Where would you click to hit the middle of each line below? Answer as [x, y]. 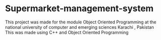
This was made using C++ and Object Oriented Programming [67, 32]
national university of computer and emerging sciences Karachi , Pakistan [80, 27]
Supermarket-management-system [79, 9]
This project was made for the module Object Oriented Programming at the [81, 22]
